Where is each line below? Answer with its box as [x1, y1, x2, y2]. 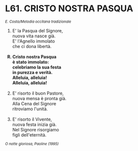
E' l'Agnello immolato [12, 38, 55, 44]
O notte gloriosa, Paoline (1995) [5, 141, 59, 146]
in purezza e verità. [12, 69, 53, 75]
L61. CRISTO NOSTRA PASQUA [5, 3, 134, 14]
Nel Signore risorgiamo [12, 126, 59, 132]
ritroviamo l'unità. [12, 106, 48, 112]
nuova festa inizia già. [12, 121, 57, 127]
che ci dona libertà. [12, 43, 52, 49]
